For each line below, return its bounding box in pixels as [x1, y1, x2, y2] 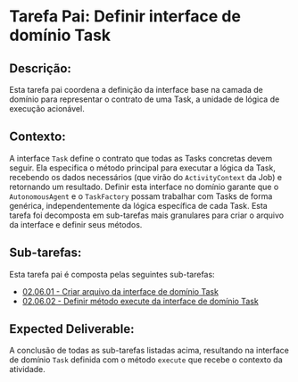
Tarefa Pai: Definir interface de [9, 6, 241, 27]
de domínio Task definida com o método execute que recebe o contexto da [9, 354, 283, 365]
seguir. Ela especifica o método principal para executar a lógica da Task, [9, 162, 277, 173]
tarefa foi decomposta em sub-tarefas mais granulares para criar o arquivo [9, 210, 284, 220]
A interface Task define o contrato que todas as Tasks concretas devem [9, 153, 273, 163]
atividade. [9, 364, 46, 375]
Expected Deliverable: [9, 321, 135, 336]
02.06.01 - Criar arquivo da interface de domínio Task [21, 286, 219, 296]
